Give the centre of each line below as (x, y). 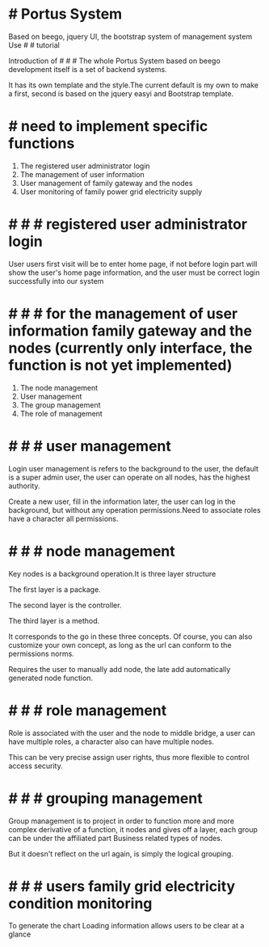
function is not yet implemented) (120, 366)
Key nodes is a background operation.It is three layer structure (112, 573)
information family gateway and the (130, 331)
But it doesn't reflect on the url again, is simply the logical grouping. (121, 853)
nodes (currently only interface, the (130, 348)
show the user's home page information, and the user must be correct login (134, 273)
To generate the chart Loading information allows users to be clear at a (126, 926)
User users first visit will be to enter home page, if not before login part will (133, 264)
